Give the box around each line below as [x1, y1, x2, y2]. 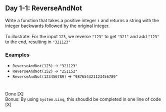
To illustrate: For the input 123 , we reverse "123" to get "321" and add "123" [5, 33, 159, 39]
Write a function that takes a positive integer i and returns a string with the [5, 17, 159, 23]
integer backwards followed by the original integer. [5, 23, 110, 29]
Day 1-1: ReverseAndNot [5, 4, 82, 13]
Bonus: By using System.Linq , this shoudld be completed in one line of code [5, 96, 161, 102]
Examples [5, 51, 30, 58]
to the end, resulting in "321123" [5, 39, 71, 45]
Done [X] [5, 91, 24, 97]
